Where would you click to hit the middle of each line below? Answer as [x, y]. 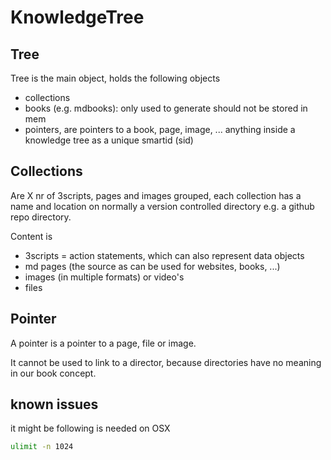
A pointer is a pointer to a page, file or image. [103, 343]
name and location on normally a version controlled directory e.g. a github [162, 206]
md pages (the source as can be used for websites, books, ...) [152, 266]
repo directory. [41, 217]
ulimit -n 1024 [42, 447]
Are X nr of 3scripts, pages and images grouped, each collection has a [156, 195]
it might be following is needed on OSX [90, 428]
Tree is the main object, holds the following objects [115, 78]
